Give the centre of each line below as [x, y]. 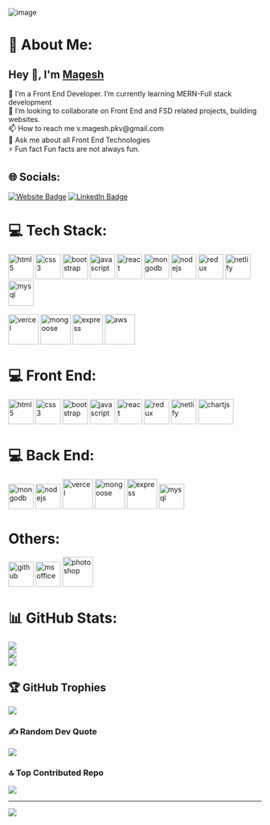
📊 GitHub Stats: [63, 618]
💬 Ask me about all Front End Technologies [79, 140]
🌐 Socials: [35, 177]
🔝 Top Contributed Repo [56, 773]
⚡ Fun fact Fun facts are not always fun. [74, 149]
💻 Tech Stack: [58, 231]
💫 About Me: [51, 45]
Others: [34, 539]
